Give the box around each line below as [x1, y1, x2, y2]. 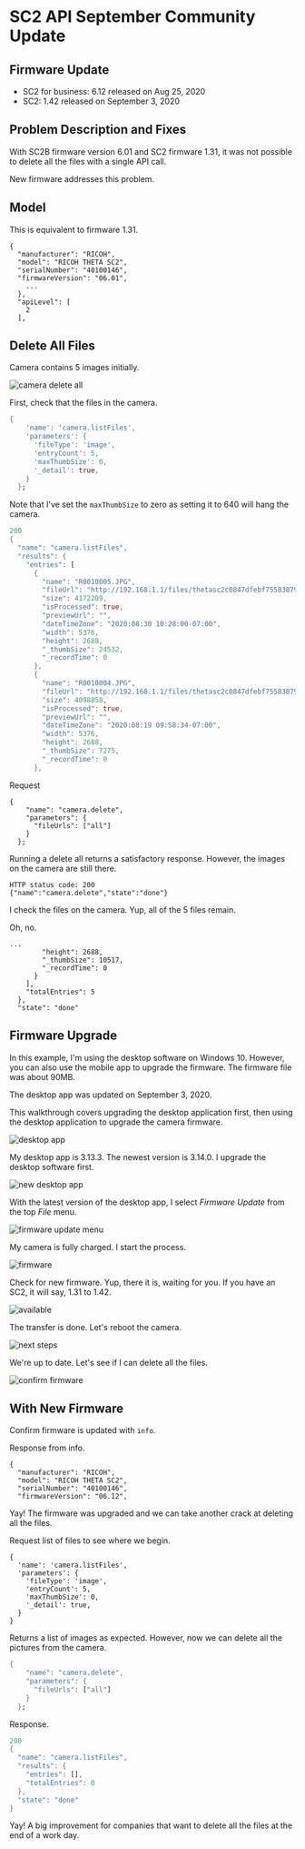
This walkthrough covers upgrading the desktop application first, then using [9, 1106, 293, 1117]
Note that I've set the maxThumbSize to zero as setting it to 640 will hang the [9, 499, 289, 510]
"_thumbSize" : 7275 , [42, 746, 120, 756]
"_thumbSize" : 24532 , [42, 644, 124, 654]
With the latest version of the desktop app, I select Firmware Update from [9, 1197, 285, 1207]
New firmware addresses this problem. [9, 173, 155, 184]
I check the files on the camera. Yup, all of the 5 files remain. [9, 904, 236, 915]
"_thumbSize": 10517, [42, 955, 124, 965]
